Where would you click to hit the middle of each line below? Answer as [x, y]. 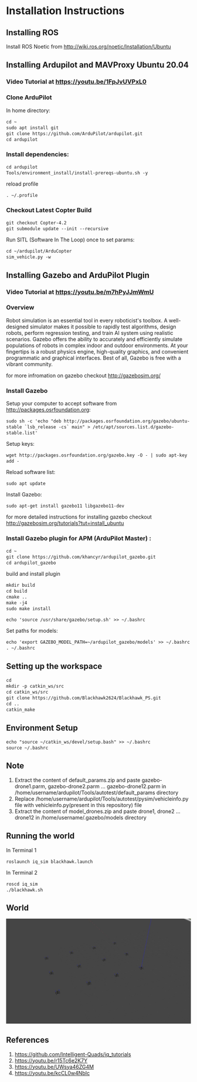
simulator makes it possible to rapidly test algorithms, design [103, 327]
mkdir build [21, 586]
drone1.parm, [30, 786]
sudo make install [28, 609]
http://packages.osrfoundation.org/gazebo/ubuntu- [127, 421]
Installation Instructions [65, 11]
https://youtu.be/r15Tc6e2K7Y [51, 1060]
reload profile [22, 184]
